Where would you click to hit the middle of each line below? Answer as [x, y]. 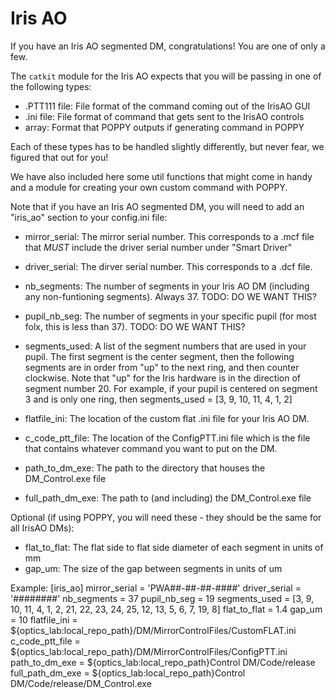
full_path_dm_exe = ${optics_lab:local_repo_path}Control [128, 673]
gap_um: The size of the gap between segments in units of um [153, 568]
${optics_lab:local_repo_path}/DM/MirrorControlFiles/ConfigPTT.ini [149, 651]
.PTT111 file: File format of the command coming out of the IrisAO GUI [167, 106]
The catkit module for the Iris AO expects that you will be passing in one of [166, 76]
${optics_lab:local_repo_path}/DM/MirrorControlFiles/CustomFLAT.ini [153, 630]
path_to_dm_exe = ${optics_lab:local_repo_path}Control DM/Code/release [163, 662]
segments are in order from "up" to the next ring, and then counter [162, 367]
